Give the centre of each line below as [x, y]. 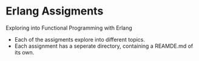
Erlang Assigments [55, 11]
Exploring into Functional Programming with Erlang [69, 28]
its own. [24, 52]
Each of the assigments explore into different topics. [80, 39]
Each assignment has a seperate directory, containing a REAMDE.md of [104, 46]
